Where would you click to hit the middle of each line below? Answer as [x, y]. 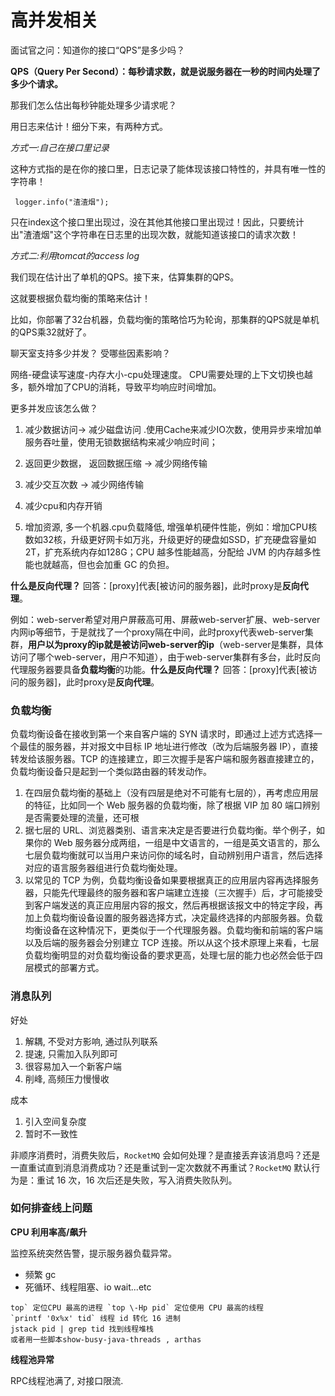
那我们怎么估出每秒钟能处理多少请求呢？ [93, 105]
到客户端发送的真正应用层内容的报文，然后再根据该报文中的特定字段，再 [173, 905]
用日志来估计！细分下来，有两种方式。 [89, 126]
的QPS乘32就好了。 [51, 332]
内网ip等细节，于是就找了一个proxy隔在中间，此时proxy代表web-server [157, 632]
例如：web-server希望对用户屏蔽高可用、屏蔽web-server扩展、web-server [165, 619]
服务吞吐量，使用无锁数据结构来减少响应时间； [121, 442]
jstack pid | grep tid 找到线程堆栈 [82, 1329]
